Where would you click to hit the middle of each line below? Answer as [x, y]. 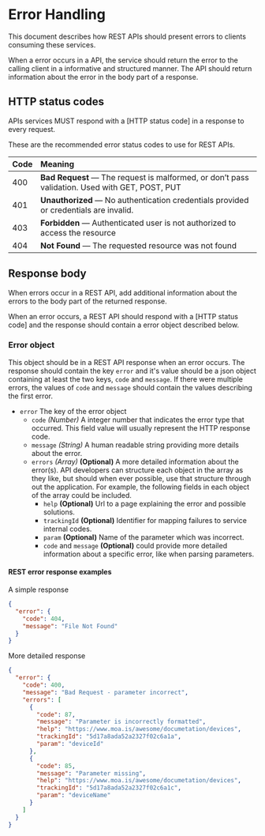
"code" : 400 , [44, 685]
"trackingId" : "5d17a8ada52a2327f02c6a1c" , [109, 788]
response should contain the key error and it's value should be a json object [132, 371]
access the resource [78, 232]
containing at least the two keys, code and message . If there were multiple [125, 379]
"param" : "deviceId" [70, 744]
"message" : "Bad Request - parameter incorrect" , [106, 692]
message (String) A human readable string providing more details [135, 445]
